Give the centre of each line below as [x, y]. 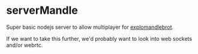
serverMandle [42, 10]
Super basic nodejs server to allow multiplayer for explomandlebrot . [90, 27]
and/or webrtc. [25, 45]
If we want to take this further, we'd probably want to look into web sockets [99, 38]
